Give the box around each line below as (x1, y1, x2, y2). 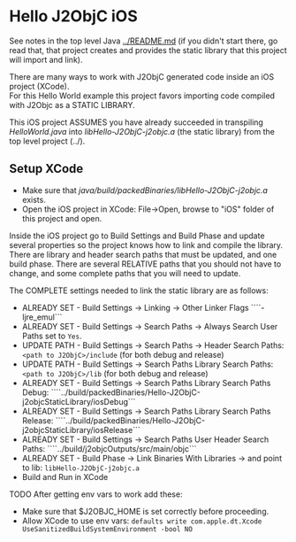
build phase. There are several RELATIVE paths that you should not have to (9, 259, 282, 269)
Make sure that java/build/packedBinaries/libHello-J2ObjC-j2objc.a (21, 184, 268, 196)
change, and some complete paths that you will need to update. (9, 267, 241, 278)
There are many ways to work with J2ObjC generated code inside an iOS (9, 71, 275, 81)
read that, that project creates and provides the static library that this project (9, 44, 287, 55)
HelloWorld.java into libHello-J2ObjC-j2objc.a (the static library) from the (9, 126, 276, 136)
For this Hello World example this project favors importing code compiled (9, 90, 276, 101)
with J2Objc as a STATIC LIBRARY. (9, 99, 135, 110)
